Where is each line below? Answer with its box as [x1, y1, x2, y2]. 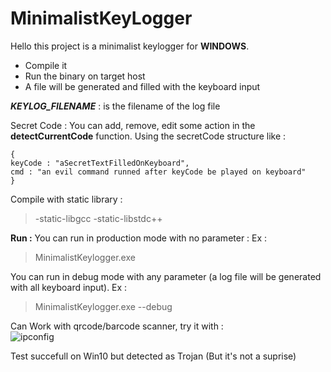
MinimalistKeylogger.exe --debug [34, 300, 173, 312]
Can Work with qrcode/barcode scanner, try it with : [10, 320, 224, 332]
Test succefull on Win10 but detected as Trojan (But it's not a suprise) [10, 350, 297, 362]
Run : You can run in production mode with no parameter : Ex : [10, 232, 268, 244]
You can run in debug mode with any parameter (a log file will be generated [10, 270, 322, 282]
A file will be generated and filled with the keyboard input [24, 80, 261, 92]
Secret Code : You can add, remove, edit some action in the [10, 119, 256, 131]
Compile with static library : [10, 193, 123, 205]
